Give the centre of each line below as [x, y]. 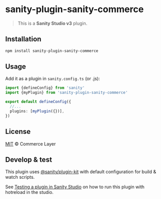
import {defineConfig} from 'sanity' [45, 88]
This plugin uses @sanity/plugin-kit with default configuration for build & [81, 172]
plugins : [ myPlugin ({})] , [37, 111]
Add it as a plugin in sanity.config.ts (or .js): [53, 79]
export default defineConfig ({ [38, 102]
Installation [23, 39]
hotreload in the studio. [29, 192]
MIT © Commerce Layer [31, 144]
